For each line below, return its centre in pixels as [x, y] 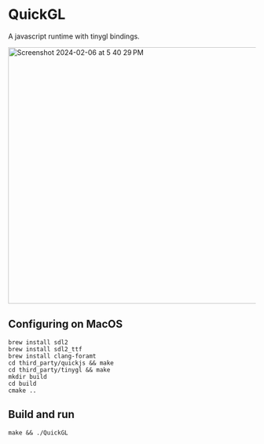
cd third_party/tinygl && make [59, 370]
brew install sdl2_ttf [45, 349]
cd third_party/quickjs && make [61, 363]
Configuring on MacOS [66, 324]
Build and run [41, 415]
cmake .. [22, 391]
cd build [22, 383]
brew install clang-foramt [52, 356]
